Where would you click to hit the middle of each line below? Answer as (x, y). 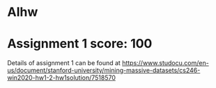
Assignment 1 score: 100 (80, 44)
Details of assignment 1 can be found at (64, 63)
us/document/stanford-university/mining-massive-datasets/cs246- (104, 71)
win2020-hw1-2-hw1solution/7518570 (62, 78)
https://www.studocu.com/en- (165, 63)
